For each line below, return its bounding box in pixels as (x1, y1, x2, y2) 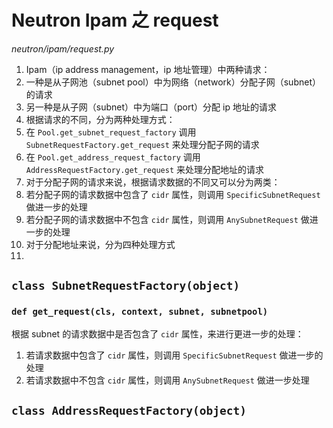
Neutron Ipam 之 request (11, 9, 219, 32)
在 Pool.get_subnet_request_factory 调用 (25, 126, 197, 138)
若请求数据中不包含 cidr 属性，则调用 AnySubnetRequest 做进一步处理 (25, 374, 310, 386)
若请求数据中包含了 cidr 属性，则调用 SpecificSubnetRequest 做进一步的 (25, 349, 324, 361)
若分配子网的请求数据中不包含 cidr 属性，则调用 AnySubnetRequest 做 (25, 213, 310, 225)
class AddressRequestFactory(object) (11, 404, 247, 418)
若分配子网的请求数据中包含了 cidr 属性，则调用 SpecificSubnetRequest (25, 188, 321, 200)
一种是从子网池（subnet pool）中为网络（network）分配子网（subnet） (25, 76, 321, 88)
